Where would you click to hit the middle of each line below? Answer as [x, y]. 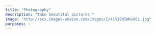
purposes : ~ [18, 24]
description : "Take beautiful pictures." [50, 14]
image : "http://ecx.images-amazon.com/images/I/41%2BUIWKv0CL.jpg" [79, 19]
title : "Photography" [28, 10]
